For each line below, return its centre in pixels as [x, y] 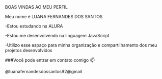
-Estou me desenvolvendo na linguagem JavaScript [57, 36]
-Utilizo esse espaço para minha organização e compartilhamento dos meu [81, 45]
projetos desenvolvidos [29, 50]
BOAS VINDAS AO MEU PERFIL [36, 7]
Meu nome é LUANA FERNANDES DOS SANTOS [54, 16]
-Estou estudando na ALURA [34, 26]
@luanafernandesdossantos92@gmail [44, 71]
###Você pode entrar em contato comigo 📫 [50, 60]
